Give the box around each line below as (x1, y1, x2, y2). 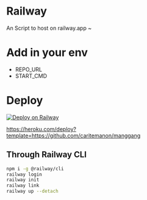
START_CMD (15, 72, 48, 80)
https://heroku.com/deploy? (6, 125, 76, 133)
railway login (6, 171, 43, 178)
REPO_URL (15, 66, 43, 73)
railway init (6, 177, 40, 183)
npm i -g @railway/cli (6, 165, 64, 171)
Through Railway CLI (6, 150, 87, 160)
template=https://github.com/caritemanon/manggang (6, 132, 141, 139)
